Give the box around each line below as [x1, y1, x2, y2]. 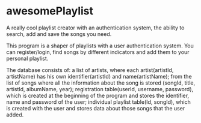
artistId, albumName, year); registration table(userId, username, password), [6, 85, 194, 92]
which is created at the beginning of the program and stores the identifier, [6, 92, 190, 99]
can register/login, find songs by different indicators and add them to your [6, 48, 190, 55]
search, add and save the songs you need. [6, 30, 112, 37]
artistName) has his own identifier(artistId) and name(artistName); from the [6, 73, 192, 80]
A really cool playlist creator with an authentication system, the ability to [6, 24, 185, 31]
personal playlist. [6, 55, 49, 62]
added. [6, 111, 24, 118]
